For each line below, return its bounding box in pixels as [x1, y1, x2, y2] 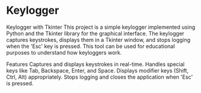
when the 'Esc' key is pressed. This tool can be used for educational [6, 43, 175, 50]
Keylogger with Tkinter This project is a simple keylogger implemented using [6, 23, 196, 31]
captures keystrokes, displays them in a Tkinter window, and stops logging [6, 36, 191, 43]
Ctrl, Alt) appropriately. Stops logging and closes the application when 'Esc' [6, 73, 193, 80]
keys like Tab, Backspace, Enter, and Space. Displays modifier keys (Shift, [6, 67, 189, 74]
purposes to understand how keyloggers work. [6, 49, 122, 56]
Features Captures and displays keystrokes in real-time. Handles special [6, 61, 185, 68]
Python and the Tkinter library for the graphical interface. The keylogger [6, 29, 185, 37]
